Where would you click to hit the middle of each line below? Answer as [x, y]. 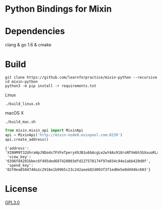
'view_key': [19, 157]
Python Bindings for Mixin [58, 9]
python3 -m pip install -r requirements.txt [51, 86]
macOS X [15, 113]
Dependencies [35, 31]
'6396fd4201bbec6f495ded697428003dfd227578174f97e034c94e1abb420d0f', [78, 161]
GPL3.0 [13, 202]
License [21, 189]
